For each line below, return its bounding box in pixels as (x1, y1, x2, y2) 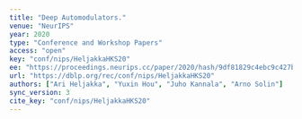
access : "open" (9, 47, 67, 55)
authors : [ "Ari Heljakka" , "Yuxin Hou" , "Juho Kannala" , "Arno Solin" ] (9, 80, 283, 89)
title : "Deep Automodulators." (9, 13, 127, 22)
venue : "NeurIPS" (9, 21, 75, 30)
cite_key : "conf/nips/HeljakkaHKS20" (9, 96, 151, 106)
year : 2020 (9, 30, 50, 38)
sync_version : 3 (9, 88, 70, 97)
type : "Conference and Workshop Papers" (9, 38, 164, 47)
